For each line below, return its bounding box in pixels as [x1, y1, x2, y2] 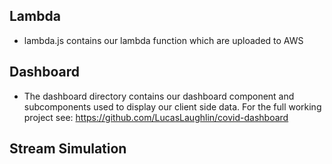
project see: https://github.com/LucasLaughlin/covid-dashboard [23, 111, 289, 123]
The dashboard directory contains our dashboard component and [23, 90, 295, 102]
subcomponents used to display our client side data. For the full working [23, 100, 322, 113]
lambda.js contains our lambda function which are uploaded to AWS [23, 34, 304, 46]
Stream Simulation [9, 140, 127, 158]
